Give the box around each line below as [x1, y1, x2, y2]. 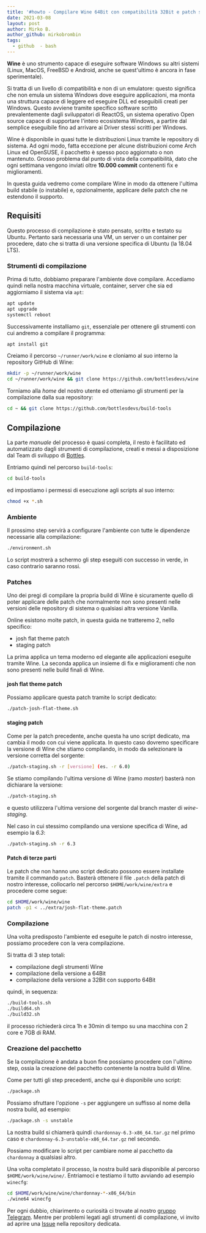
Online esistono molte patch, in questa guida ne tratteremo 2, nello [7, 616, 175, 624]
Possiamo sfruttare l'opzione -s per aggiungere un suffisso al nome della [7, 1099, 191, 1107]
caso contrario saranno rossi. [7, 562, 81, 569]
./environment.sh [7, 545, 51, 551]
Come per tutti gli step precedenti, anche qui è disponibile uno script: [7, 1076, 182, 1084]
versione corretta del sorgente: [7, 752, 85, 759]
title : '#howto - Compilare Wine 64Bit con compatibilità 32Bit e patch [7, 9, 196, 15]
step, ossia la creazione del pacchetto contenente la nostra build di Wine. [7, 1065, 192, 1072]
